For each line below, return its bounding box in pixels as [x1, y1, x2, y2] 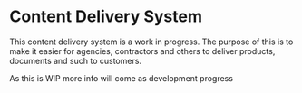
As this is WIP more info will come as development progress [9, 72, 234, 83]
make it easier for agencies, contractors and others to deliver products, [9, 45, 276, 56]
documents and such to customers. [9, 55, 142, 66]
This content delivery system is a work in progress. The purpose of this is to [9, 36, 294, 47]
